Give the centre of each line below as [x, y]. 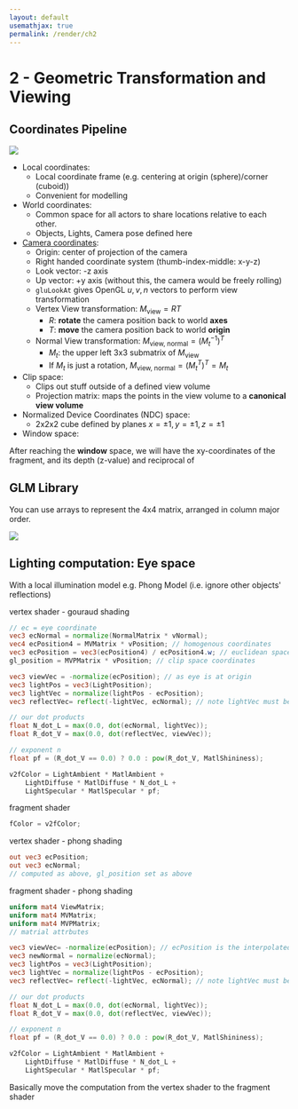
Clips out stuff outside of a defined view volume [123, 386]
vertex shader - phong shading [66, 841]
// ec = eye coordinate [53, 628]
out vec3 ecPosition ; [49, 858]
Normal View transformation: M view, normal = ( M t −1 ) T [129, 341]
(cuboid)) [52, 186]
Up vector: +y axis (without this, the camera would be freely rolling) [158, 281]
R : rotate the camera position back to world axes [138, 321]
